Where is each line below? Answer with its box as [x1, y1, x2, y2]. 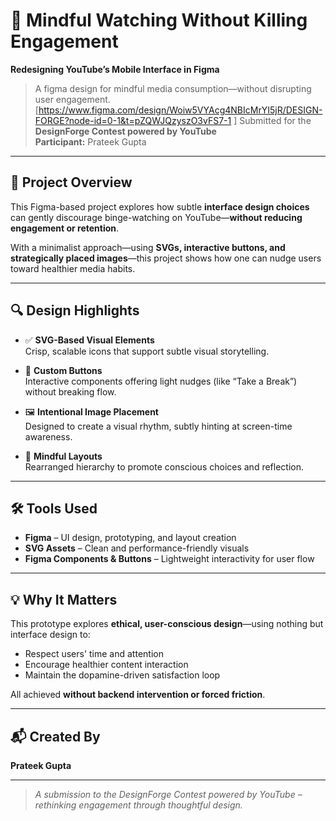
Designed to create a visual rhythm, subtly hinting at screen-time [24, 420, 293, 432]
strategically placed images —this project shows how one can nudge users [10, 252, 322, 264]
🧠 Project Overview [10, 174, 133, 191]
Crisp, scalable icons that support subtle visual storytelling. [24, 345, 270, 357]
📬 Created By [10, 728, 101, 745]
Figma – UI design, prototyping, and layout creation [24, 532, 237, 544]
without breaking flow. [24, 385, 117, 398]
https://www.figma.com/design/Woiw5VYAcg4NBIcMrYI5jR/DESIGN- [38, 104, 323, 116]
